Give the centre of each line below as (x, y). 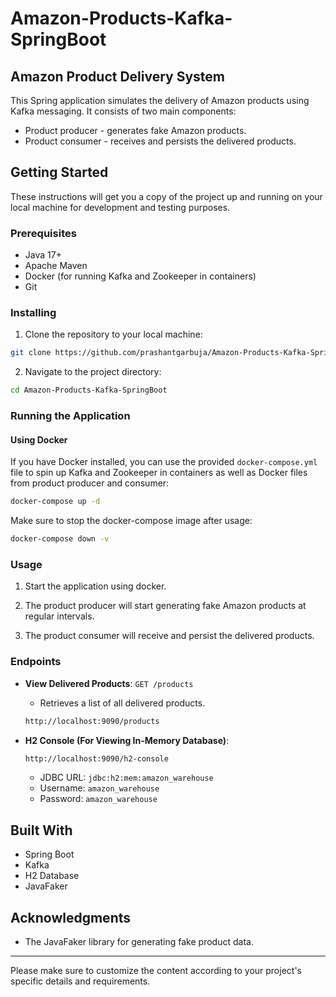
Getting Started (59, 172)
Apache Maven (56, 266)
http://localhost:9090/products (92, 721)
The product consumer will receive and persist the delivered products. (169, 636)
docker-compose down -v (60, 539)
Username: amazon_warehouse (99, 788)
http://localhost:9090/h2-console (96, 758)
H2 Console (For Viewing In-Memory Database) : (127, 740)
